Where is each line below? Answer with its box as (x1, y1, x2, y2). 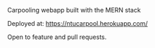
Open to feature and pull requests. (7, 33, 107, 41)
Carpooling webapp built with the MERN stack (7, 6, 141, 14)
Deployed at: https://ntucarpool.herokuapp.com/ (7, 19, 148, 27)
